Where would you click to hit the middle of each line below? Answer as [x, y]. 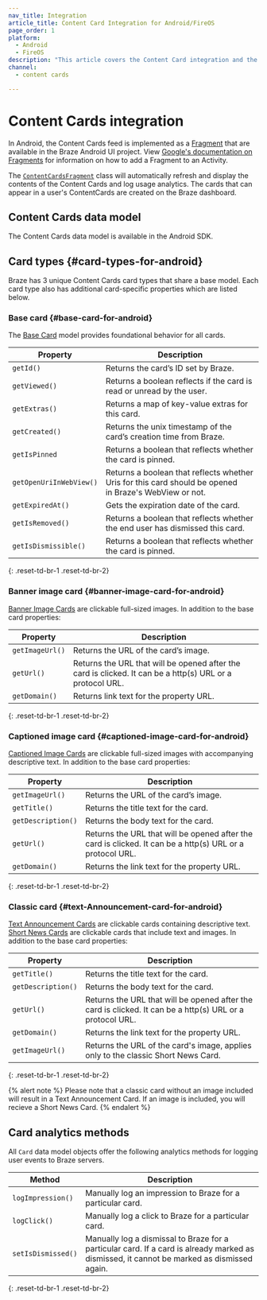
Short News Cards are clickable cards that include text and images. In [122, 933]
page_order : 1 [32, 30]
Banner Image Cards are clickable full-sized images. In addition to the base [131, 608]
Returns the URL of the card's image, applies [168, 1046]
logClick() [33, 1221]
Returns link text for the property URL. [143, 696]
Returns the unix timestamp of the [168, 427]
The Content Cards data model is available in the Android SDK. [110, 236]
